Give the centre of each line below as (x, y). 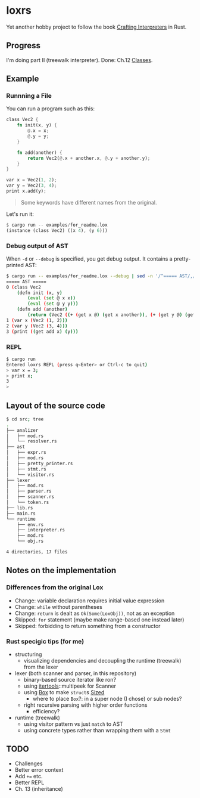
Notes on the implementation (61, 570)
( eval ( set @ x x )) (52, 298)
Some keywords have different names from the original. (89, 202)
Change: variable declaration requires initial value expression (90, 601)
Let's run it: (20, 214)
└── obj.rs (30, 541)
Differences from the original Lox (55, 587)
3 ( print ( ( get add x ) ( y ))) (42, 332)
